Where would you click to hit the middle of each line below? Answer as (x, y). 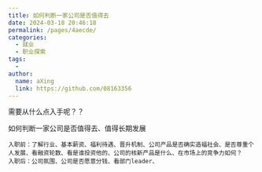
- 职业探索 (31, 52)
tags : (17, 60)
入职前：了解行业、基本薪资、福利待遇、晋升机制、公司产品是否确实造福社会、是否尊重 (128, 145)
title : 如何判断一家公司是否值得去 (59, 15)
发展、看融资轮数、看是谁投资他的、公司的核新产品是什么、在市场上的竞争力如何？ (128, 153)
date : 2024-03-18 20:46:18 (52, 23)
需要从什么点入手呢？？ (46, 112)
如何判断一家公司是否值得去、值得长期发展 (77, 128)
